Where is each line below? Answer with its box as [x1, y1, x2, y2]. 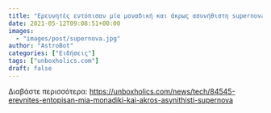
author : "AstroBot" [8, 42, 74, 50]
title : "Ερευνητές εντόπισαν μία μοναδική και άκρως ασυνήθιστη [8, 11, 229, 20]
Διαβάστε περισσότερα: [8, 86, 88, 96]
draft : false [8, 65, 52, 73]
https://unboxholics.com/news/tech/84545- [89, 86, 236, 96]
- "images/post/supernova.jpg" [15, 34, 121, 43]
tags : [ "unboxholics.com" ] [8, 57, 99, 65]
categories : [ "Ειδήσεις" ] [8, 49, 95, 57]
